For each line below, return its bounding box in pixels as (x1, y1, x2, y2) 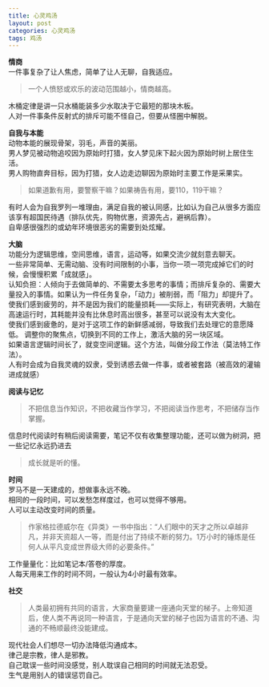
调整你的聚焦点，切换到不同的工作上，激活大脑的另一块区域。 (23, 329, 228, 339)
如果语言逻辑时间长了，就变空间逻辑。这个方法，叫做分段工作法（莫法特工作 (8, 340, 261, 350)
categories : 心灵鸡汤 (8, 26, 76, 34)
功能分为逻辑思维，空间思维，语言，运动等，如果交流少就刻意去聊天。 (8, 249, 240, 259)
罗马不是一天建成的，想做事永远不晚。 (8, 485, 134, 495)
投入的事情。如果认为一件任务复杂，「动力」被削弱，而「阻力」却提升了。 (14, 289, 258, 299)
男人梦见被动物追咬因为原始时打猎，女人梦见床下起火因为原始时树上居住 (8, 148, 247, 158)
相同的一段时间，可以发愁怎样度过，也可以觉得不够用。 (8, 495, 191, 505)
